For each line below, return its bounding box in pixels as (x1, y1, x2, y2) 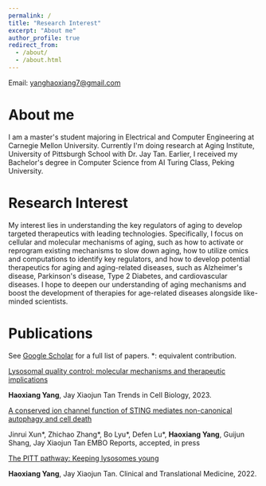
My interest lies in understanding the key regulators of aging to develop (8, 220, 243, 229)
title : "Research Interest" (8, 19, 102, 27)
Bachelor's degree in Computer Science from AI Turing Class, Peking (8, 157, 235, 167)
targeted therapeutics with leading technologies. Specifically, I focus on (8, 229, 244, 238)
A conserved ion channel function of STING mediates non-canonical (8, 406, 233, 415)
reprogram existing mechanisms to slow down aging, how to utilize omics (8, 245, 249, 255)
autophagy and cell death (8, 413, 92, 423)
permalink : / (8, 11, 52, 20)
